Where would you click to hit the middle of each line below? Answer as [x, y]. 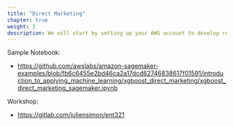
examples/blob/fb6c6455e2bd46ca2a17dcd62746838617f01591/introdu [120, 73]
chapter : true [28, 20]
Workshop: [23, 102]
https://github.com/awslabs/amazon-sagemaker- [88, 66]
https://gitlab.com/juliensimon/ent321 [71, 115]
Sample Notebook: [34, 53]
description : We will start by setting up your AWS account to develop [113, 33]
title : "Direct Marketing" [46, 13]
